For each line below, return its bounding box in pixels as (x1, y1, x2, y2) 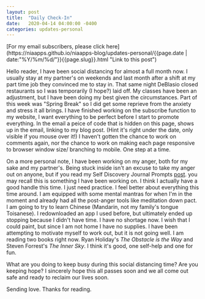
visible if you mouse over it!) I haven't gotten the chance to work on (6, 133, 176, 140)
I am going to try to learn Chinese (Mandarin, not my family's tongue (6, 203, 179, 211)
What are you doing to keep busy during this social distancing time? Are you (6, 261, 199, 268)
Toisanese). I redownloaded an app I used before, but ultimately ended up (6, 210, 193, 218)
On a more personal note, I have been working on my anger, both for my (6, 157, 188, 165)
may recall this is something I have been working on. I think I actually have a (6, 177, 198, 184)
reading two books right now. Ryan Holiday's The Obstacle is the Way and (6, 236, 193, 243)
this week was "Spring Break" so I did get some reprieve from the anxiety (6, 100, 192, 108)
